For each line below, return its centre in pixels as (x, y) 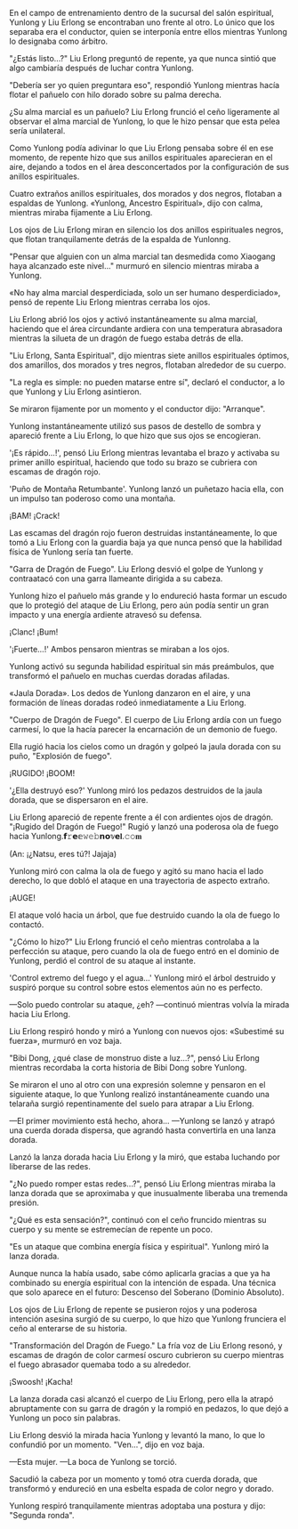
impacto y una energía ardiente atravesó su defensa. (106, 615)
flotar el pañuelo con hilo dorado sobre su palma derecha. (116, 94)
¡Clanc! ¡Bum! (34, 632)
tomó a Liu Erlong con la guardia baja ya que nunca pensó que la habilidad (146, 542)
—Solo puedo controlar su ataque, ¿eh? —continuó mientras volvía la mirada (149, 1004)
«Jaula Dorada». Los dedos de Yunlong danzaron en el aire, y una (130, 693)
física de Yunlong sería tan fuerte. (71, 552)
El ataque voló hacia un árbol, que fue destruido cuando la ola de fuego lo (145, 915)
